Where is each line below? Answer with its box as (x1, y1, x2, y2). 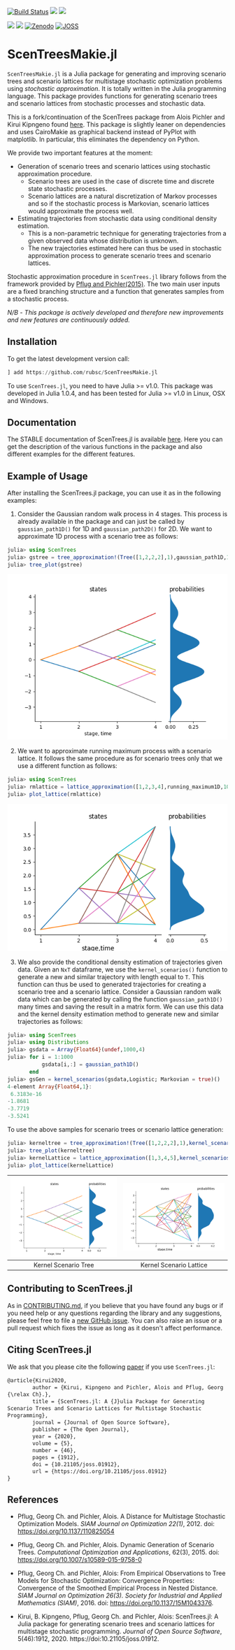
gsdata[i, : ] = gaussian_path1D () (41, 1061, 139, 1068)
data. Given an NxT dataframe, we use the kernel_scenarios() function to (17, 965, 228, 974)
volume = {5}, (32, 1439, 73, 1447)
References (7, 1494, 59, 1506)
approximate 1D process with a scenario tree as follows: (17, 532, 178, 541)
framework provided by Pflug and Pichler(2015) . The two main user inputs (7, 280, 220, 288)
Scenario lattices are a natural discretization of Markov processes (27, 192, 218, 200)
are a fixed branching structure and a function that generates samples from (7, 287, 225, 295)
